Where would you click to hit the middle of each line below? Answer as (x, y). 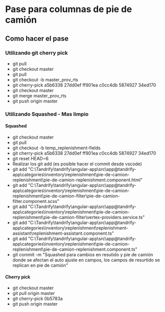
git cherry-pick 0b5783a (37, 299)
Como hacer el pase (37, 38)
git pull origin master (33, 293)
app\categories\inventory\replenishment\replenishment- (70, 228)
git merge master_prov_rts (39, 95)
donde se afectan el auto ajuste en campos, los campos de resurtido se (86, 260)
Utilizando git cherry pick (37, 53)
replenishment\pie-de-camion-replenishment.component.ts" (75, 249)
